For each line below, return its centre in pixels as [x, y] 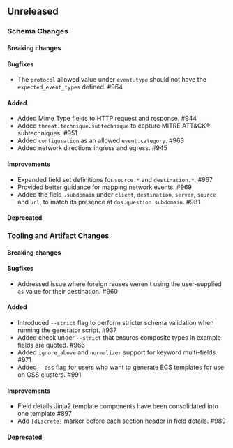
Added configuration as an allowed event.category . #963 [101, 141]
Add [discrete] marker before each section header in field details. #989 [121, 421]
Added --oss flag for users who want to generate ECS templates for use [121, 367]
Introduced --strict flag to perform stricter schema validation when [115, 323]
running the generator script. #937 [67, 330]
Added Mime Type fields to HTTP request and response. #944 [107, 119]
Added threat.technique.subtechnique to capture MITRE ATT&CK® [114, 126]
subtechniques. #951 [47, 133]
